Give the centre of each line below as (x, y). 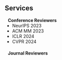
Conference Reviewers (32, 20)
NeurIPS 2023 (27, 25)
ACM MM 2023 (28, 31)
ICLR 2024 (23, 36)
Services (19, 8)
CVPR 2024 (24, 41)
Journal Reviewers (28, 53)
